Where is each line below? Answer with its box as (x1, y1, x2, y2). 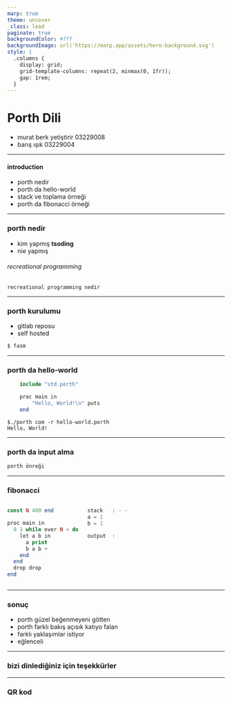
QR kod (7, 687, 32, 696)
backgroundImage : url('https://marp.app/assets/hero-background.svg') (7, 42, 215, 49)
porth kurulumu (7, 306, 61, 316)
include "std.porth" (19, 381, 79, 388)
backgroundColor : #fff (7, 36, 72, 43)
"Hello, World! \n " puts (32, 400, 100, 407)
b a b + (25, 545, 48, 552)
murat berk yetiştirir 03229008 (17, 133, 106, 141)
